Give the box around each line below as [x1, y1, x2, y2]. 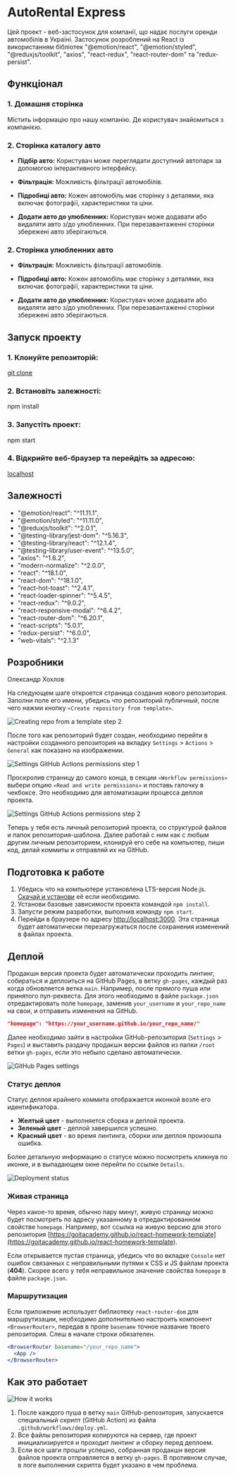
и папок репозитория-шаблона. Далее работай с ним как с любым [7, 830, 209, 840]
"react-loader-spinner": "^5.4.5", [17, 591, 112, 600]
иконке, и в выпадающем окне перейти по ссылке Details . [7, 1160, 185, 1168]
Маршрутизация [7, 1291, 68, 1301]
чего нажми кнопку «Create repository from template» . [7, 703, 174, 713]
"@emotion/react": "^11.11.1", [17, 509, 99, 517]
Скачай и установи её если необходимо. [17, 893, 141, 901]
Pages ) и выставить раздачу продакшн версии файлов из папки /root [7, 1040, 216, 1048]
